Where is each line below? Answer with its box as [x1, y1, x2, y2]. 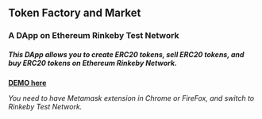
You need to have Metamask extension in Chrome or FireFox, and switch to [8, 94, 255, 103]
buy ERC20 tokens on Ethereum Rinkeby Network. [8, 58, 177, 67]
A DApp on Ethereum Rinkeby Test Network [8, 30, 179, 41]
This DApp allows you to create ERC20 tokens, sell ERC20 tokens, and [8, 49, 245, 59]
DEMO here [8, 79, 47, 88]
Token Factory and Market [8, 6, 141, 20]
